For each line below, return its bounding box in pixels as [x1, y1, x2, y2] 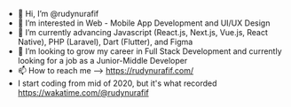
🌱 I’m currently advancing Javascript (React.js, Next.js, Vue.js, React [17, 27, 269, 37]
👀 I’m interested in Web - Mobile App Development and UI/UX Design [17, 18, 271, 28]
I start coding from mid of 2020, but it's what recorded [17, 78, 217, 88]
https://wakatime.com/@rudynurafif [17, 88, 149, 97]
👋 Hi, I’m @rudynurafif [17, 9, 99, 19]
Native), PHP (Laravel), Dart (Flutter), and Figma [17, 36, 193, 47]
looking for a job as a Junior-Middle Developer [17, 56, 188, 65]
